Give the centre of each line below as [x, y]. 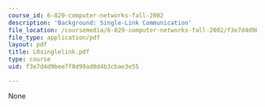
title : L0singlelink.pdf [49, 52]
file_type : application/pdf [54, 37]
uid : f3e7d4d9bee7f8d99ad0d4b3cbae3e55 [74, 67]
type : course [30, 60]
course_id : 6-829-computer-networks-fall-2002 [86, 15]
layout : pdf [28, 45]
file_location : [33, 30]
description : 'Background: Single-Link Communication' [100, 23]
